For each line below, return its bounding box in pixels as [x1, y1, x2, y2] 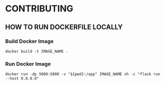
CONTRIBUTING [5, 3, 74, 14]
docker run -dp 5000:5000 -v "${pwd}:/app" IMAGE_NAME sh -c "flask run [5, 72, 160, 77]
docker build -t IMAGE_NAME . [5, 49, 69, 54]
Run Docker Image [5, 60, 51, 67]
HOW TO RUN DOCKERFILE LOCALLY [5, 23, 123, 31]
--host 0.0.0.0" [5, 76, 39, 81]
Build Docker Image [5, 38, 54, 45]
